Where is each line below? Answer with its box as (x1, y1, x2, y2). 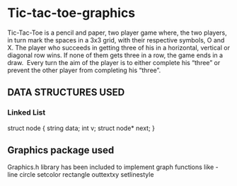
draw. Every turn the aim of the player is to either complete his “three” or (7, 58, 221, 66)
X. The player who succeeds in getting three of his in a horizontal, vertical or (7, 43, 230, 52)
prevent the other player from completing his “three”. (7, 66, 161, 74)
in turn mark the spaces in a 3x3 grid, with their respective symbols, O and (7, 35, 225, 44)
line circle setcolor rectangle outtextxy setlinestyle (7, 170, 154, 179)
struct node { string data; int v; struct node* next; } (7, 124, 156, 132)
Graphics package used (7, 144, 115, 156)
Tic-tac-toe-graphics (7, 5, 136, 21)
